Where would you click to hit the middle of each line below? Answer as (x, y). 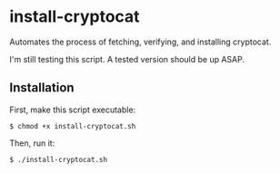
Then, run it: (32, 143)
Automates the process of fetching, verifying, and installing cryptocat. (140, 42)
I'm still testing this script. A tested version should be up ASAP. (127, 59)
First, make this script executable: (73, 110)
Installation (42, 88)
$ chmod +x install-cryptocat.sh (73, 126)
